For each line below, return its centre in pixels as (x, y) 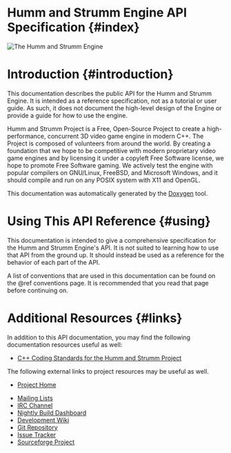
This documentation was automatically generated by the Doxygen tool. (108, 193)
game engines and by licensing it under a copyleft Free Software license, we (115, 158)
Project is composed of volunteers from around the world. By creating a (109, 143)
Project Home (37, 385)
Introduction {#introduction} (90, 74)
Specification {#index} (73, 27)
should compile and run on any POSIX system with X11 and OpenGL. (104, 180)
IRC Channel (35, 405)
